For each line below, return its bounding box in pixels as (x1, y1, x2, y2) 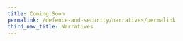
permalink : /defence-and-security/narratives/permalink (7, 17, 176, 24)
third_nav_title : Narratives (7, 23, 94, 30)
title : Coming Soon (7, 10, 65, 17)
